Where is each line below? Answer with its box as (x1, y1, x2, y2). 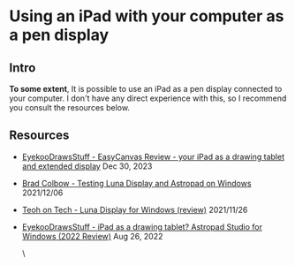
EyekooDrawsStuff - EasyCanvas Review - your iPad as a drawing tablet (21, 151, 285, 162)
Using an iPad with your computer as (9, 6, 284, 27)
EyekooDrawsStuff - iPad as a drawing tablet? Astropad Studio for (21, 221, 263, 232)
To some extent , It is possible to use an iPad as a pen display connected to (9, 84, 283, 94)
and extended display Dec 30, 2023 (21, 161, 153, 171)
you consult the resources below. (9, 103, 131, 112)
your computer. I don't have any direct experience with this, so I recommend (9, 93, 287, 103)
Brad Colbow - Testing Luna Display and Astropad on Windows (21, 178, 252, 188)
